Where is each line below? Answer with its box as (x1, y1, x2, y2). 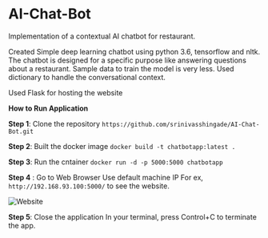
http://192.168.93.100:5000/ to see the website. (8, 181, 170, 191)
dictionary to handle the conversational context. (8, 72, 166, 82)
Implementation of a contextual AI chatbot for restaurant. (8, 31, 196, 41)
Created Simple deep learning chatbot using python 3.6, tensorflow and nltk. (8, 46, 261, 56)
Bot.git (8, 127, 34, 135)
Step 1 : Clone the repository (8, 119, 101, 128)
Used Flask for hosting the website (8, 87, 123, 97)
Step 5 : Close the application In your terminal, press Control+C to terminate (8, 212, 258, 221)
